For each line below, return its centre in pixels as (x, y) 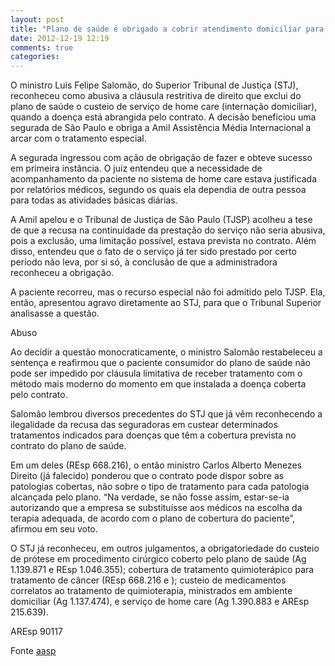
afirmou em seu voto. (54, 529)
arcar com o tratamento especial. (78, 138)
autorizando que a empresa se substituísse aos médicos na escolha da (156, 508)
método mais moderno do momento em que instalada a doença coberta (158, 384)
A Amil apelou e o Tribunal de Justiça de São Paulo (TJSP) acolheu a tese (161, 220)
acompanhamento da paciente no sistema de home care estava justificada (164, 179)
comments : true (42, 47)
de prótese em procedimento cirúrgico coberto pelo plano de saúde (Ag (158, 559)
